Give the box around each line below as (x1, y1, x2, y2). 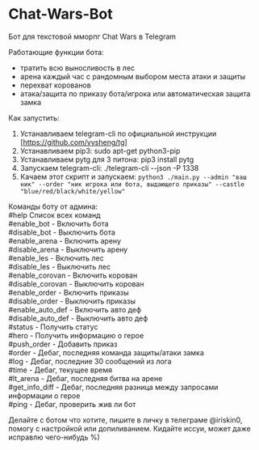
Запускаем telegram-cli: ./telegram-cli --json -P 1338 (19, 163, 199, 172)
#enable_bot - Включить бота (8, 219, 109, 228)
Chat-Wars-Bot (8, 5, 113, 23)
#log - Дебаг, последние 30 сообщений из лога (8, 356, 172, 366)
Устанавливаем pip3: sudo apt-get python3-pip (19, 146, 181, 155)
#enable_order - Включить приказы (8, 287, 129, 297)
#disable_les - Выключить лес (8, 261, 111, 271)
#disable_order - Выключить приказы (8, 296, 136, 306)
